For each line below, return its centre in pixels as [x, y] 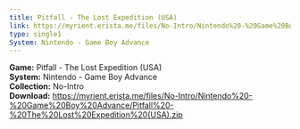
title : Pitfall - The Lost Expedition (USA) [93, 17]
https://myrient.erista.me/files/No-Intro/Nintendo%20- [152, 96]
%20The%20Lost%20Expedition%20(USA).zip [96, 115]
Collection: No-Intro [47, 86]
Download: [30, 96]
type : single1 [36, 34]
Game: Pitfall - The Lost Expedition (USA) [86, 68]
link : [19, 26]
